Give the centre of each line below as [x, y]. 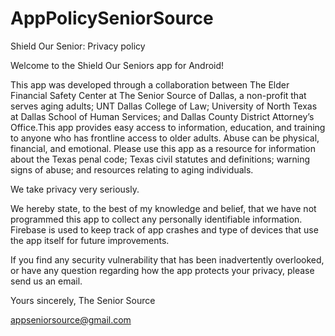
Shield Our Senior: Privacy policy [78, 46]
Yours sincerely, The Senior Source [83, 300]
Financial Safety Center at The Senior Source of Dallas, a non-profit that [158, 95]
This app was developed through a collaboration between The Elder [150, 84]
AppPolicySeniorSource [112, 18]
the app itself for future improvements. [90, 240]
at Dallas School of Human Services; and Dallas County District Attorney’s [162, 116]
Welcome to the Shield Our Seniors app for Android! [117, 65]
